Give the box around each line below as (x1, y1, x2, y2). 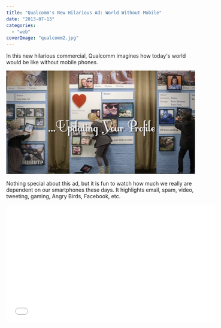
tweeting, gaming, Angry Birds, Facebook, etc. (6, 192, 121, 199)
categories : (6, 22, 36, 28)
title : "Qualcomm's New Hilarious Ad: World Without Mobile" (6, 10, 162, 16)
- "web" (11, 29, 31, 35)
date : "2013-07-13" (6, 16, 55, 22)
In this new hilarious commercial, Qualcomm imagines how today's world (6, 52, 186, 59)
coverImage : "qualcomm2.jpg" (6, 35, 79, 41)
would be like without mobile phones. (6, 59, 98, 66)
